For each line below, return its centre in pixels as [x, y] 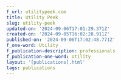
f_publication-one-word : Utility [49, 57]
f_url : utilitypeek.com [36, 12]
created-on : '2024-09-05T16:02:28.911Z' [58, 34]
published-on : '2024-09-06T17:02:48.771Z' [61, 40]
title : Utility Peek [33, 17]
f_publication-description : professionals [61, 51]
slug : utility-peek [31, 23]
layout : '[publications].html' [46, 62]
